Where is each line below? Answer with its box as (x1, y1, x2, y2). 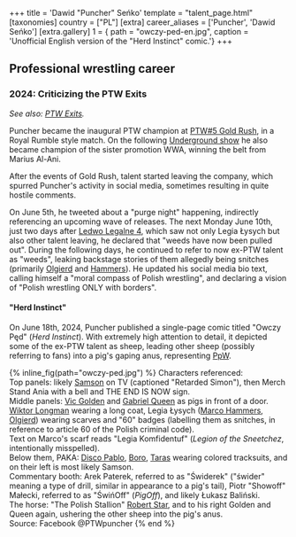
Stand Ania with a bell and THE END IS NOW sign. (9, 385, 191, 397)
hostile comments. (9, 190, 77, 200)
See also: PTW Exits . (9, 108, 85, 119)
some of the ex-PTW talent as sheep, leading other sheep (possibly (9, 340, 255, 351)
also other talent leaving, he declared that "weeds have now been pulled (9, 235, 273, 245)
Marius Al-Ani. (9, 153, 62, 164)
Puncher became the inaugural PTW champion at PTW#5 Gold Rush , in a (9, 125, 275, 136)
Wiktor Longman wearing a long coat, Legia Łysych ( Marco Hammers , (9, 405, 263, 416)
